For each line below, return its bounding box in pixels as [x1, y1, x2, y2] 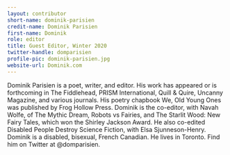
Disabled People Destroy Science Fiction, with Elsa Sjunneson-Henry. [7, 125, 206, 133]
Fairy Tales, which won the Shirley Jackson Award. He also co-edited [7, 117, 206, 126]
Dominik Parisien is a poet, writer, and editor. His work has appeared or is [7, 81, 217, 89]
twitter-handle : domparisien [7, 49, 92, 56]
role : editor [7, 36, 45, 43]
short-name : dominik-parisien [7, 17, 95, 24]
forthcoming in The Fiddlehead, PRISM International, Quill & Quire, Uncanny [7, 88, 224, 97]
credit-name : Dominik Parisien [7, 23, 98, 30]
